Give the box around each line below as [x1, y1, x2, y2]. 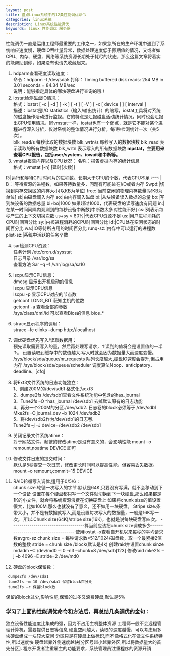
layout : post [6, 7, 33, 13]
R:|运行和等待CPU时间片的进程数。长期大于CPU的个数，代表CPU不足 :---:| [6, 175, 161, 181]
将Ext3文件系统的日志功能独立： [13, 380, 80, 386]
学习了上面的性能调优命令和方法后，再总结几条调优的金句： [6, 608, 151, 615]
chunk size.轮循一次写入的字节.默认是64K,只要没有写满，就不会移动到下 [13, 485, 163, 491]
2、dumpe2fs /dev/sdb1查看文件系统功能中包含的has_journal [13, 392, 140, 398]
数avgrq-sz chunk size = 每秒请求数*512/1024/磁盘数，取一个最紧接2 [13, 535, 158, 541]
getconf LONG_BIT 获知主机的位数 [13, 298, 85, 304]
